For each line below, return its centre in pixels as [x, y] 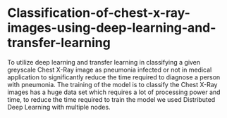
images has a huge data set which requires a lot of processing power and [114, 92]
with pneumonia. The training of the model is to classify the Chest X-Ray [112, 84]
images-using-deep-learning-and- [112, 28]
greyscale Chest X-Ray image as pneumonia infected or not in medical [110, 70]
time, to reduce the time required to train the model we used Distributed [111, 99]
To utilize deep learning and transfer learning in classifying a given [104, 62]
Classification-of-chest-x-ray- [99, 13]
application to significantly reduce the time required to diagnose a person [114, 77]
